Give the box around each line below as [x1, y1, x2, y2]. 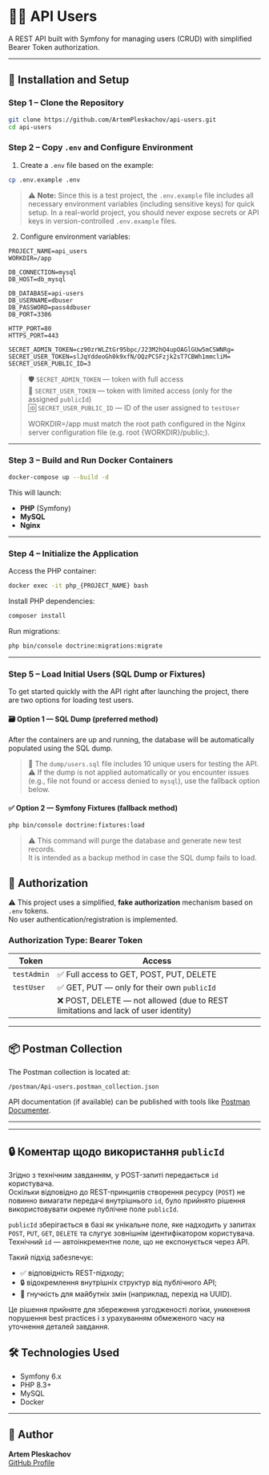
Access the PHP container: [8, 566, 98, 576]
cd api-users [8, 123, 52, 131]
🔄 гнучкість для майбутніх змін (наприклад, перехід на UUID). [19, 1289, 232, 1298]
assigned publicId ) [27, 394, 92, 404]
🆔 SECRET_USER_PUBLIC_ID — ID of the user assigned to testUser [27, 402, 240, 412]
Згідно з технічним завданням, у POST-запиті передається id [8, 1170, 219, 1179]
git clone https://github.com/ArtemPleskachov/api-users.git [8, 116, 217, 124]
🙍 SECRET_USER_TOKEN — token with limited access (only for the [27, 386, 233, 395]
